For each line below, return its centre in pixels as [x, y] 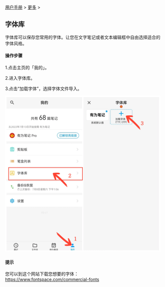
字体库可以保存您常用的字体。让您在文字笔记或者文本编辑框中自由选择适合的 [83, 37]
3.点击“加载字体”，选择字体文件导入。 [44, 89]
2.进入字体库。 [20, 78]
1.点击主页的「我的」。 [27, 68]
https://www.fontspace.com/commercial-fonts [52, 280]
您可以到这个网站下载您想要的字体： [42, 274]
